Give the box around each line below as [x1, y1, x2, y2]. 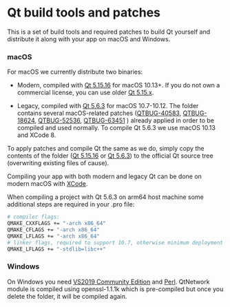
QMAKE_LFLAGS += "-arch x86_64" [7, 233, 100, 240]
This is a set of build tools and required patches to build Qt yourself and [7, 28, 211, 36]
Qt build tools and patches [7, 5, 160, 21]
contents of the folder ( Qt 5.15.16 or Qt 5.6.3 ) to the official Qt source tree [7, 151, 213, 160]
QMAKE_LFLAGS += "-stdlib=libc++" [7, 246, 107, 253]
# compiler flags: [7, 213, 60, 221]
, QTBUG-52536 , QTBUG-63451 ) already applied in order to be [34, 116, 215, 125]
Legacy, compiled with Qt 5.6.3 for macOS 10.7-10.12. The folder [17, 102, 199, 110]
